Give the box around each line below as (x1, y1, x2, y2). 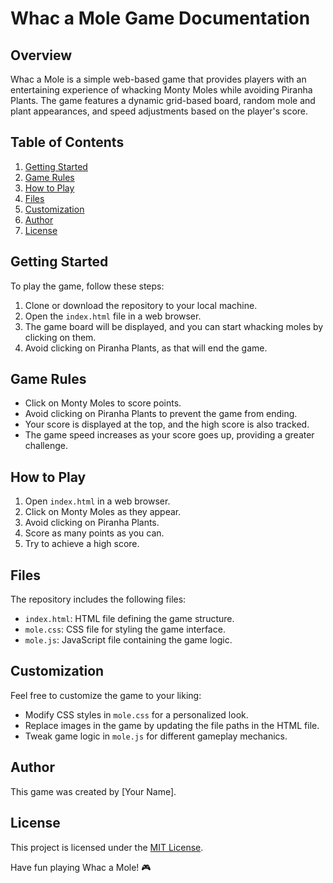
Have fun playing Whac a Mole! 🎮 (10, 861, 152, 873)
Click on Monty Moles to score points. (24, 397, 182, 409)
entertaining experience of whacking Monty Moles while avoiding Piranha (10, 84, 313, 96)
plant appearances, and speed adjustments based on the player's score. (10, 105, 309, 117)
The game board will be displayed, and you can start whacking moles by (24, 320, 324, 332)
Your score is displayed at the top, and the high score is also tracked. (24, 418, 310, 431)
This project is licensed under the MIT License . (10, 841, 204, 853)
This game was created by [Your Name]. (10, 785, 177, 797)
